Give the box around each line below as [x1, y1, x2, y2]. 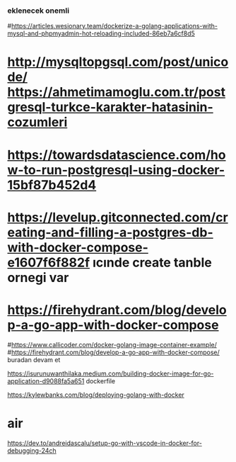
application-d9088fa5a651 [7, 376, 85, 385]
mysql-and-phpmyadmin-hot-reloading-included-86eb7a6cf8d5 [7, 29, 196, 38]
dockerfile [85, 376, 116, 385]
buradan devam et [7, 355, 61, 364]
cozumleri [7, 114, 68, 130]
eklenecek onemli [7, 6, 69, 16]
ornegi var [7, 269, 69, 286]
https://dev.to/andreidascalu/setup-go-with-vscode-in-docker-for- [7, 439, 203, 447]
